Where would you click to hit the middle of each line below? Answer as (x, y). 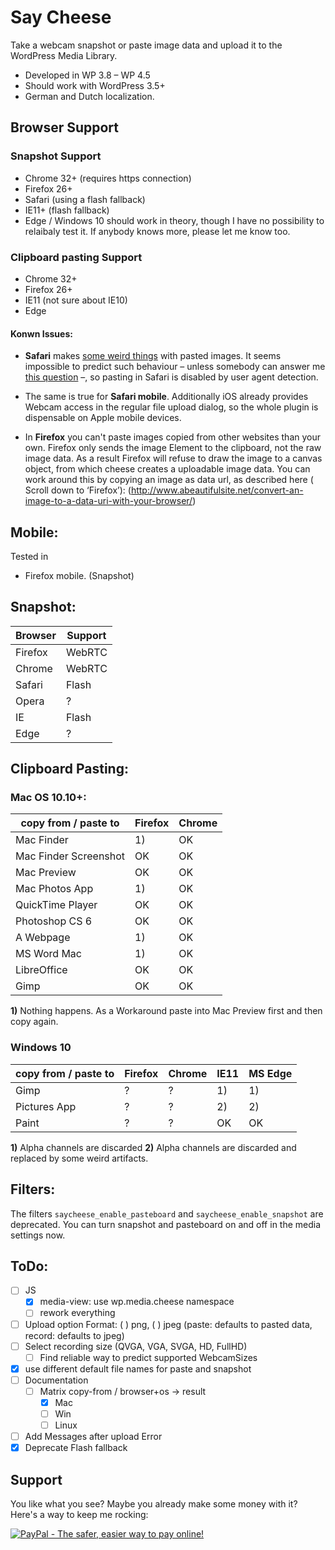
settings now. (38, 1235)
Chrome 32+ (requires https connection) (108, 178)
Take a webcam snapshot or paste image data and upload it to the (146, 45)
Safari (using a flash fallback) (85, 199)
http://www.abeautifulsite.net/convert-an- (217, 490)
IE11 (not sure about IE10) (76, 300)
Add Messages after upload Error (93, 1437)
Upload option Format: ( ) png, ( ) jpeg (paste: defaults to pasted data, (168, 1324)
